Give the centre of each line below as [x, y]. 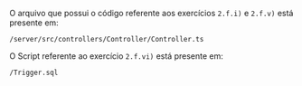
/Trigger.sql [34, 72]
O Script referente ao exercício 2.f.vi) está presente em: [117, 56]
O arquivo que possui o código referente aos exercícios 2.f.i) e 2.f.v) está [151, 13]
